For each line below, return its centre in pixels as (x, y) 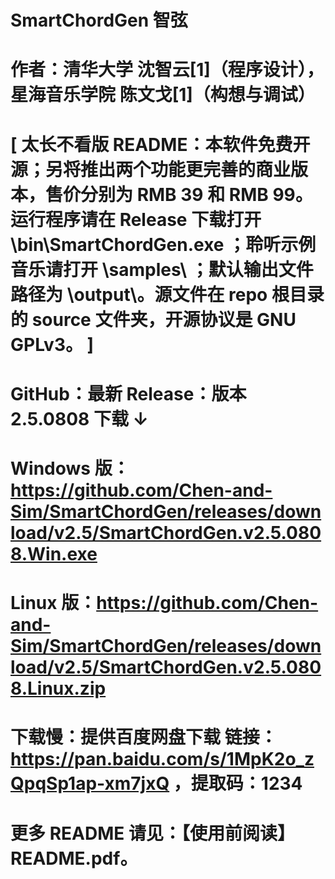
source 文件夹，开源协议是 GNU (164, 319)
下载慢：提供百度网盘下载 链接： (144, 737)
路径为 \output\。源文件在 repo (139, 294)
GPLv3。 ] (52, 344)
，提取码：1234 (238, 783)
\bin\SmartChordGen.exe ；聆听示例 (163, 244)
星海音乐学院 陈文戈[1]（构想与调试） (163, 95)
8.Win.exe (54, 553)
